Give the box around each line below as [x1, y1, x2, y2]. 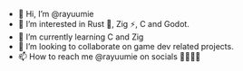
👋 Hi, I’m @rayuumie [17, 9, 94, 19]
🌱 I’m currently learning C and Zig [17, 31, 144, 42]
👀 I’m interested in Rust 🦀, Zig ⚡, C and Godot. [17, 19, 190, 29]
